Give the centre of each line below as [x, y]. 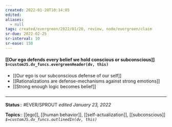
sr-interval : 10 [23, 39]
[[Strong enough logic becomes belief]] [54, 86]
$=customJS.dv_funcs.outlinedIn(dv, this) [51, 120]
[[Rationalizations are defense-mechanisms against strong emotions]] [86, 81]
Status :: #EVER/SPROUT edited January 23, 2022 [58, 105]
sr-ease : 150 [19, 44]
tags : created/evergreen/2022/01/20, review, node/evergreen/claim [79, 29]
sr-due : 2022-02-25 [26, 34]
